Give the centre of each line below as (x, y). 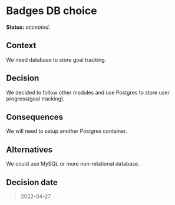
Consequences (35, 117)
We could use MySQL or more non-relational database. (73, 164)
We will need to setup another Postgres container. (67, 131)
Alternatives (29, 149)
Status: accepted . (28, 27)
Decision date (32, 182)
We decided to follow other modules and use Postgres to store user (88, 92)
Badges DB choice (52, 11)
